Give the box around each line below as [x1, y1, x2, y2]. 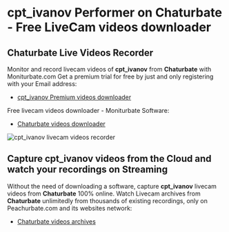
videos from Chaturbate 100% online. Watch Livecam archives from [7, 189, 201, 198]
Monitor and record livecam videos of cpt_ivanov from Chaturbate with [7, 65, 212, 73]
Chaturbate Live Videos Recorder [7, 47, 154, 59]
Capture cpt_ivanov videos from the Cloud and [7, 153, 212, 165]
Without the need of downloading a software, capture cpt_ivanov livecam [7, 182, 217, 190]
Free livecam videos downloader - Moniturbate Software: [7, 107, 170, 114]
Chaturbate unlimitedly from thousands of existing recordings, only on [7, 196, 208, 204]
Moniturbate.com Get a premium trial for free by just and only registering [7, 72, 214, 81]
